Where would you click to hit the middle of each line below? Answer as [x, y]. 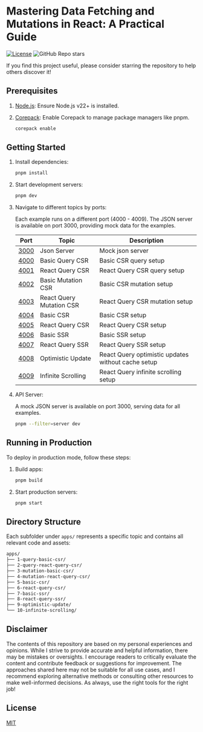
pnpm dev [26, 196]
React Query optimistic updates [144, 355]
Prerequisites [32, 91]
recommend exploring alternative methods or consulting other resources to [100, 676]
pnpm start [29, 503]
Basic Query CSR [64, 261]
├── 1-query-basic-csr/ [36, 560]
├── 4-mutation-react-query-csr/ [48, 576]
